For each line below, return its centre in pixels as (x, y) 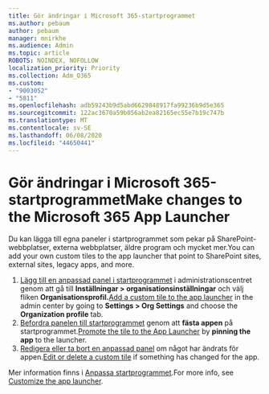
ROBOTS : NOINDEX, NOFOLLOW (53, 61)
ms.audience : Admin (41, 46)
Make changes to (184, 200)
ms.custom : (26, 83)
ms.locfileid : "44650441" (51, 143)
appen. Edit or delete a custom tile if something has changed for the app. (139, 357)
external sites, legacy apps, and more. (71, 265)
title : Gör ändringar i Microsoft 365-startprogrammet (102, 16)
